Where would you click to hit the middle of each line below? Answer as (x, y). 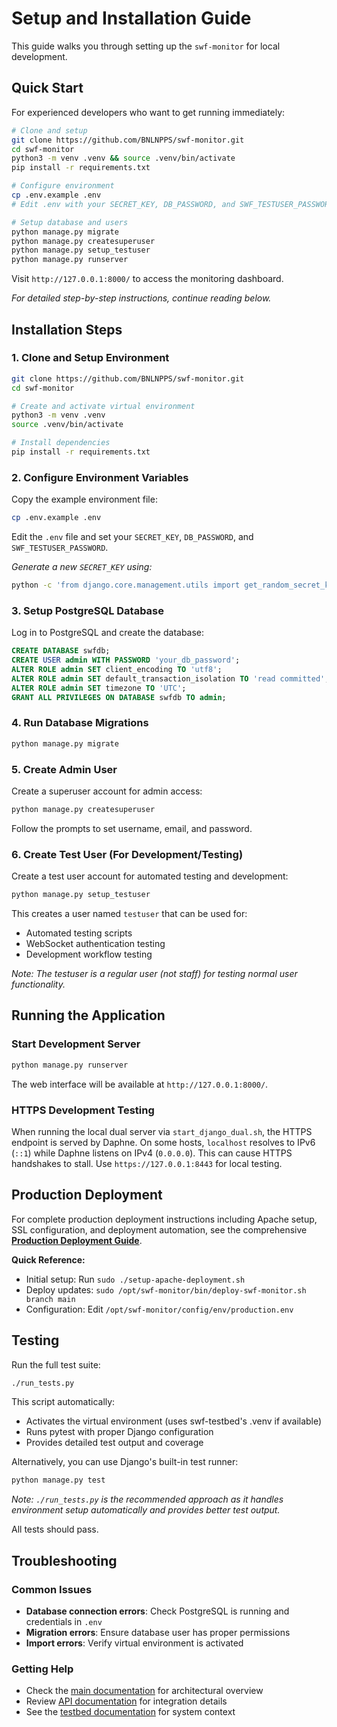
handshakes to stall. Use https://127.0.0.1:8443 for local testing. (147, 1163)
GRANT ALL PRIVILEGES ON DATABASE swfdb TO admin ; (119, 697)
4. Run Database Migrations (80, 723)
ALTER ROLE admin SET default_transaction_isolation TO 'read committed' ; (170, 678)
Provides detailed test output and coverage (114, 1443)
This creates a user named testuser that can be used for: (129, 914)
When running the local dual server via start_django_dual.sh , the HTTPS (162, 1131)
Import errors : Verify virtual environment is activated (134, 1643)
